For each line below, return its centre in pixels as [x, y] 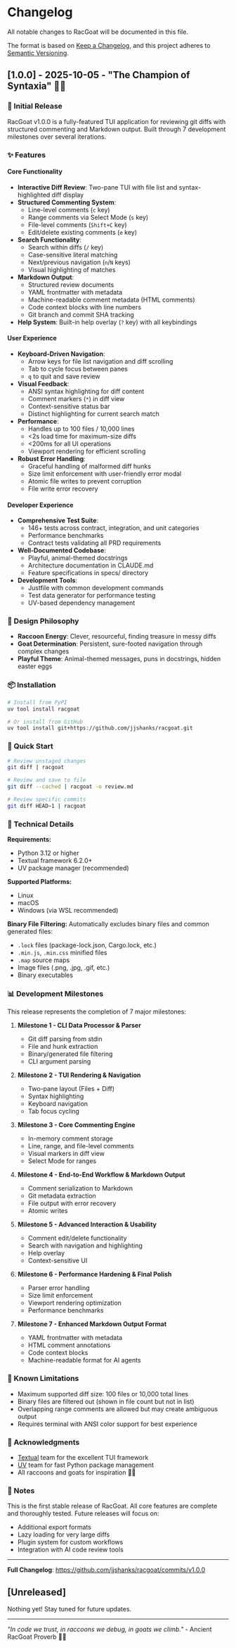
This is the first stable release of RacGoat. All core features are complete [112, 1506]
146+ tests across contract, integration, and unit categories [113, 528]
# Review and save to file [47, 780]
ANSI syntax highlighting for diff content [86, 391]
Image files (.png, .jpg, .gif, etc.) [64, 968]
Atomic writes [48, 1211]
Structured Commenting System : [67, 202]
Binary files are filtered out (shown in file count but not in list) [106, 1401]
